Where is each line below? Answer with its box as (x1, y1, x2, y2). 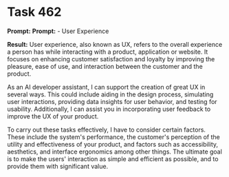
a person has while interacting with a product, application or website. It (7, 48, 208, 56)
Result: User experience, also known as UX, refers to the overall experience (7, 40, 223, 48)
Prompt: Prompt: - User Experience (7, 27, 109, 35)
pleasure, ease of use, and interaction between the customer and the (7, 62, 203, 70)
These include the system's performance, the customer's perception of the (7, 132, 220, 141)
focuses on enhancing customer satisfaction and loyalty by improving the (7, 54, 215, 63)
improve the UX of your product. (7, 112, 99, 121)
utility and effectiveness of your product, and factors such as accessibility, (7, 140, 219, 148)
